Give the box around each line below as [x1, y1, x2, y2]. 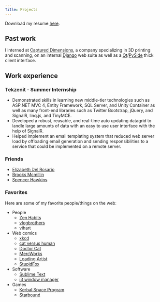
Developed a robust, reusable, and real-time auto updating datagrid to [12, 118, 152, 124]
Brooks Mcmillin [12, 172, 44, 177]
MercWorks [19, 251, 43, 256]
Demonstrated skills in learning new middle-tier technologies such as [12, 97, 150, 103]
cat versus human [19, 240, 56, 246]
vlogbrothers [19, 220, 45, 225]
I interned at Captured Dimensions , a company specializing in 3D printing [5, 47, 151, 53]
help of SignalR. [12, 128, 44, 134]
